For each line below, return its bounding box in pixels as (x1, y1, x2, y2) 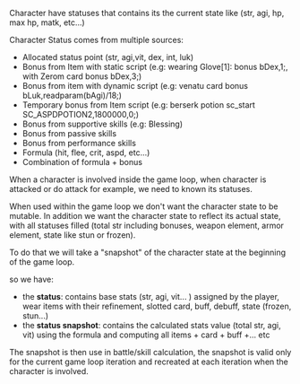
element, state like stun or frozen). (9, 230, 136, 240)
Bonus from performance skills (21, 138, 137, 148)
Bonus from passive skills (21, 128, 117, 138)
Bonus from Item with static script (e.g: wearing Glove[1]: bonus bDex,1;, (21, 62, 288, 72)
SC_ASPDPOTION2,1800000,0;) (21, 109, 140, 119)
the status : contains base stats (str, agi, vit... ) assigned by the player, (21, 292, 280, 301)
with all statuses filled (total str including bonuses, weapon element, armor (9, 220, 285, 231)
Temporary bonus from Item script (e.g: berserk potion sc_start (21, 100, 255, 110)
